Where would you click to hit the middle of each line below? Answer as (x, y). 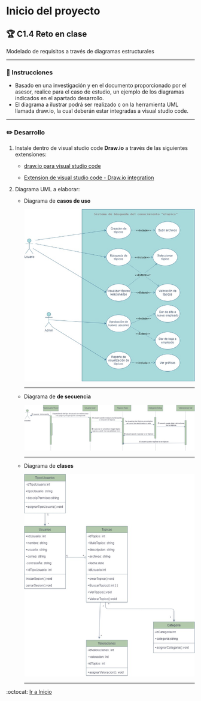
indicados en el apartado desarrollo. (60, 98)
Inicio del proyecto (53, 11)
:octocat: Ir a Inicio (29, 691)
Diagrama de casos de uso (57, 201)
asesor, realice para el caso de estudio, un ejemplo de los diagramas (99, 92)
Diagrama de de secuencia (57, 396)
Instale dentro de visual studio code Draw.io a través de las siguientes (101, 148)
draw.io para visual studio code (62, 166)
